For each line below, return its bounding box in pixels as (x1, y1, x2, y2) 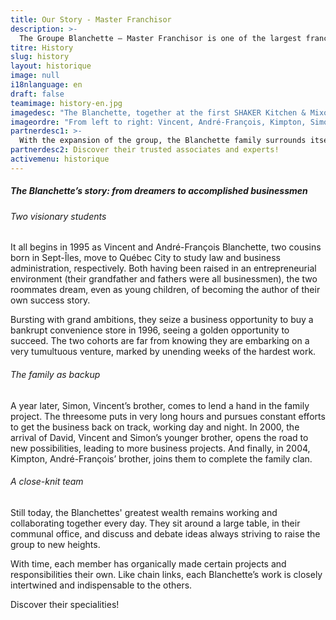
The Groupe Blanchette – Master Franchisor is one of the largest (19, 33, 302, 43)
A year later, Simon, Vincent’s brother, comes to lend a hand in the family (10, 399, 310, 411)
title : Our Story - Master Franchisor (10, 14, 172, 25)
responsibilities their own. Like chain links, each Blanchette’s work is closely (10, 568, 323, 580)
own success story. (10, 294, 91, 306)
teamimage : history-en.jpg (10, 98, 123, 108)
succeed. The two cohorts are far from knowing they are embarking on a (10, 335, 310, 347)
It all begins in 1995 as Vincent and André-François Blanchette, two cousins (10, 241, 322, 253)
